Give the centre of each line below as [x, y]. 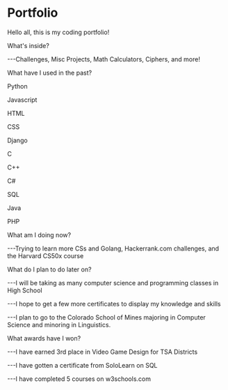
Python [17, 86]
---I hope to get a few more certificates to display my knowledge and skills [114, 303]
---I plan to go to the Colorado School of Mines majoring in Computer [107, 317]
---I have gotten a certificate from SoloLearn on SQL [82, 365]
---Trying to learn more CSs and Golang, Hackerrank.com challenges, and [113, 248]
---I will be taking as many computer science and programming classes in [113, 283]
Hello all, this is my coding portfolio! [58, 32]
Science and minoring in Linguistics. [59, 324]
